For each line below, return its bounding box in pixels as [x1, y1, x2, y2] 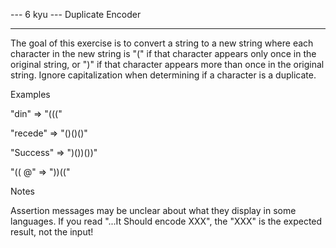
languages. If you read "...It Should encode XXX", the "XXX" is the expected [10, 215, 323, 227]
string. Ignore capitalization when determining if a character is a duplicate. [10, 69, 317, 81]
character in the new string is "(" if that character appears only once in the [10, 48, 317, 59]
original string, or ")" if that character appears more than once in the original [10, 59, 325, 70]
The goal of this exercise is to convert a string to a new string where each [10, 37, 314, 49]
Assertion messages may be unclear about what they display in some [10, 205, 297, 216]
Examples [10, 89, 51, 100]
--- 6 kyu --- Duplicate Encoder [10, 9, 142, 20]
